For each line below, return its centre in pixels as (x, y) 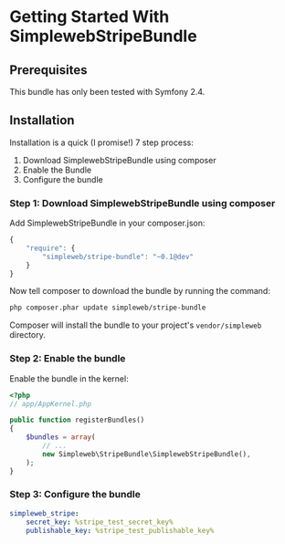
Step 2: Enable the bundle (68, 359)
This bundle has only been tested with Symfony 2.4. (107, 92)
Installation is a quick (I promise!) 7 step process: (101, 142)
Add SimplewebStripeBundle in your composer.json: (107, 223)
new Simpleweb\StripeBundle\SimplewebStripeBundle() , (147, 454)
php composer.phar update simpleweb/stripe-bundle (108, 308)
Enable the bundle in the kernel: (69, 378)
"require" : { (51, 248)
